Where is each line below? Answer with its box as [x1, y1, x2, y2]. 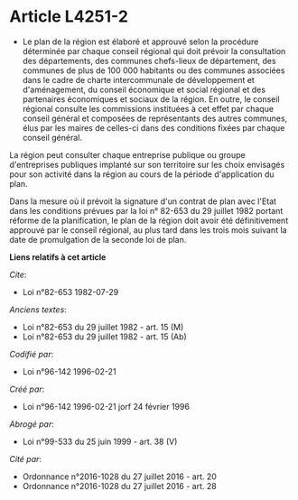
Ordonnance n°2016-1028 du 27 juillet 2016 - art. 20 [22, 471, 217, 482]
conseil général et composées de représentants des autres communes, [22, 113, 288, 124]
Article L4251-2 [9, 6, 129, 27]
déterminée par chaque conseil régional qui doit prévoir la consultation [22, 45, 286, 56]
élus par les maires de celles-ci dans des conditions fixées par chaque [22, 122, 285, 133]
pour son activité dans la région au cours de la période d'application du [9, 169, 275, 180]
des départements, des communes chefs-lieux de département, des [22, 55, 277, 66]
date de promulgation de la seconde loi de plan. [9, 234, 187, 245]
